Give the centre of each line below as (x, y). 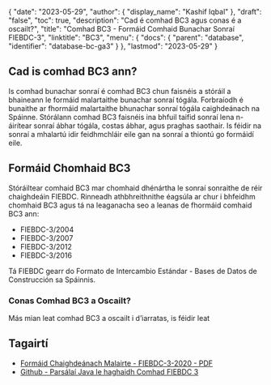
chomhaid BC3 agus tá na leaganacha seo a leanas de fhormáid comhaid (130, 205)
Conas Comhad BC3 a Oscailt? (70, 301)
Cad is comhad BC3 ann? (73, 72)
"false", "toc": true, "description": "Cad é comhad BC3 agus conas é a (125, 20)
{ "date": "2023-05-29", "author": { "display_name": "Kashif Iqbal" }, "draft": (135, 12)
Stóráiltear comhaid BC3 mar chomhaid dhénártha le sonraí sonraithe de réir (135, 188)
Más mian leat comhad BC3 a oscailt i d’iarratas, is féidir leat (109, 318)
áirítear (20, 126)
